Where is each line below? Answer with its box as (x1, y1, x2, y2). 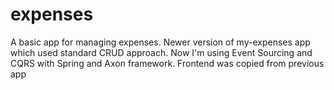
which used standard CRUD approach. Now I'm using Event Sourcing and (10, 46, 313, 58)
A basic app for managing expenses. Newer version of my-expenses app (10, 36, 311, 48)
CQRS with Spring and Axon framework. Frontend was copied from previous (10, 57, 325, 69)
